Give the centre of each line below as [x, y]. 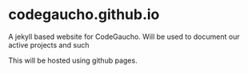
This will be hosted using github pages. [73, 60]
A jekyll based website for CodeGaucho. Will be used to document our [124, 36]
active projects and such [49, 44]
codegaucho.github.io [84, 15]
